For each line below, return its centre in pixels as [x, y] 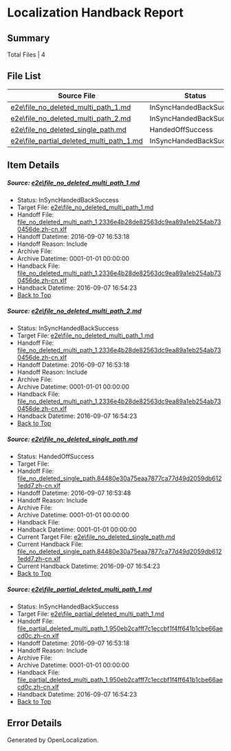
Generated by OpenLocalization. [53, 740]
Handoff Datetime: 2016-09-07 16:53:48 [74, 493]
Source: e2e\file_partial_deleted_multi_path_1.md [80, 589]
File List [24, 76]
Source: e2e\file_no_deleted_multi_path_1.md [74, 182]
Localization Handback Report [96, 13]
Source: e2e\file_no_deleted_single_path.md [73, 439]
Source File [77, 96]
